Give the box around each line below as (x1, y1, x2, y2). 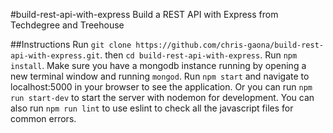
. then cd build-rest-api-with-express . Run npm (99, 49, 298, 61)
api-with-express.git (10, 51, 101, 61)
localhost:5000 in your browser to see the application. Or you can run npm (10, 81, 313, 93)
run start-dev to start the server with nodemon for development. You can (10, 92, 315, 103)
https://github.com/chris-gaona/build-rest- (135, 40, 325, 50)
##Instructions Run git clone (10, 39, 132, 50)
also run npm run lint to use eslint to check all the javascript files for (10, 102, 294, 114)
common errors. (10, 113, 77, 124)
